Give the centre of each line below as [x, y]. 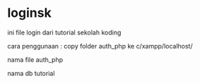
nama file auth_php [35, 59]
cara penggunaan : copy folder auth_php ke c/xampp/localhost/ [100, 46]
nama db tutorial [31, 73]
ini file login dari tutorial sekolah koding [64, 32]
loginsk [29, 13]
